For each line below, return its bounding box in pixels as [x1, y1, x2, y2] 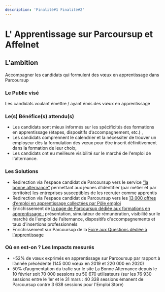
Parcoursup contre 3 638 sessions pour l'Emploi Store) [12, 281, 124, 287]
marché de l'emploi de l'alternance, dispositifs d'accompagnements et [12, 216, 156, 222]
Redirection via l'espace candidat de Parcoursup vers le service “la [12, 179, 149, 185]
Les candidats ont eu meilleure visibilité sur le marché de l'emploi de [12, 150, 151, 156]
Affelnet [5, 39, 39, 50]
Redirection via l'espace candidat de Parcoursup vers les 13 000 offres [12, 195, 156, 201]
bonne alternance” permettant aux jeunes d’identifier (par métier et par [12, 184, 157, 190]
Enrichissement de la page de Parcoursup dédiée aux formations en [12, 206, 150, 211]
